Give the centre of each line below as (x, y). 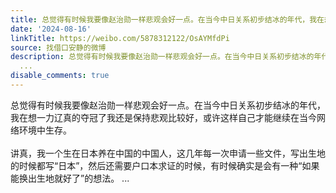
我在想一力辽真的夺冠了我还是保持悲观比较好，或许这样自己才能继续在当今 (163, 117)
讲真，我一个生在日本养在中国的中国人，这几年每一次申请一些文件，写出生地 (168, 153)
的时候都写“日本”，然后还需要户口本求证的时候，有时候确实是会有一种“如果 (165, 165)
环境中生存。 (45, 130)
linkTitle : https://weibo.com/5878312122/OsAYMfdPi (120, 38)
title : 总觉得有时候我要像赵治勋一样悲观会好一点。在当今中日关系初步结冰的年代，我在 (167, 19)
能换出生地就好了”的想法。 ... (70, 178)
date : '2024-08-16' (51, 29)
